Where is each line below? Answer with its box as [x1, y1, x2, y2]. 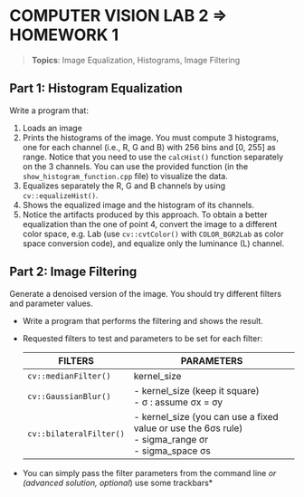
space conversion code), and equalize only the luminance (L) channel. [22, 237, 285, 249]
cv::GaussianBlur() [26, 391, 111, 401]
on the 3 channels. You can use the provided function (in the [22, 160, 249, 172]
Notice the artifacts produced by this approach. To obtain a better [22, 209, 268, 220]
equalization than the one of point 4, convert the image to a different [22, 218, 278, 229]
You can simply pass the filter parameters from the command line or [22, 467, 277, 478]
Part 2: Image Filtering [9, 264, 138, 280]
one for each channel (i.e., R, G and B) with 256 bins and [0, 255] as [22, 141, 276, 152]
